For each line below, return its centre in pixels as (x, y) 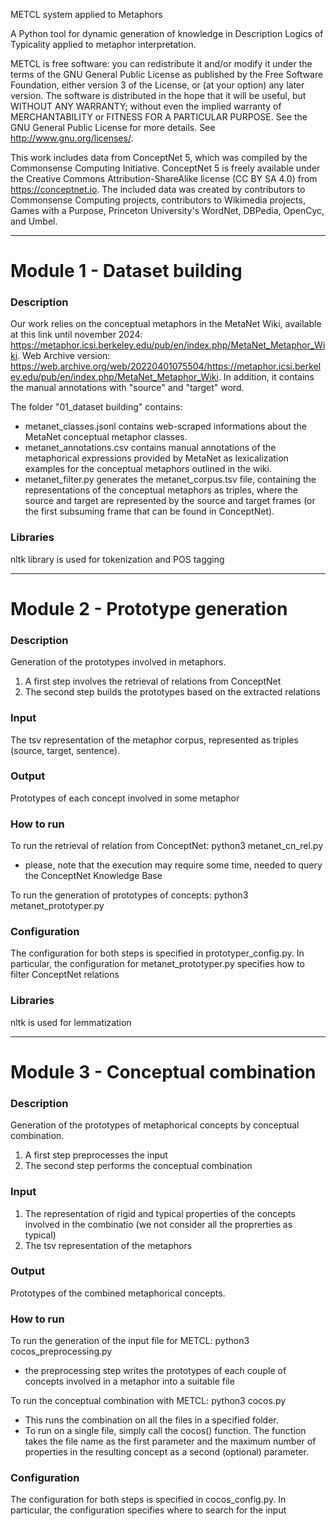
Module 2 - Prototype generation (149, 608)
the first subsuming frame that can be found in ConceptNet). (149, 511)
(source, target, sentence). (65, 750)
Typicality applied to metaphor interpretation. (103, 44)
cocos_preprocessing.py (61, 1351)
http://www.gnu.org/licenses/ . (72, 138)
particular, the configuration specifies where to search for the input (148, 1510)
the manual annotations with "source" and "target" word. (127, 388)
